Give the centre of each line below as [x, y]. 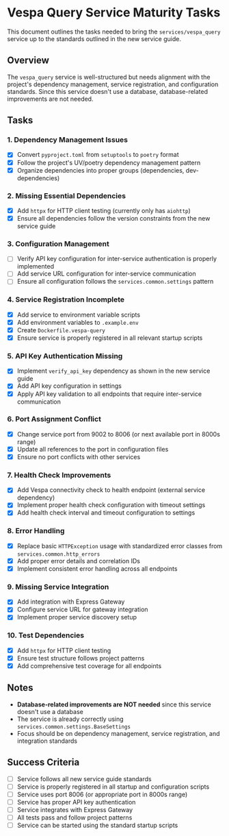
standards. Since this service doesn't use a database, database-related [108, 91]
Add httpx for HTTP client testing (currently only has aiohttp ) [104, 210]
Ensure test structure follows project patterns [81, 658]
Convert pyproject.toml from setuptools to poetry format [98, 155]
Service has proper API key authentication [76, 802]
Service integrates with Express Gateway [75, 809]
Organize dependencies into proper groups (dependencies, [100, 170]
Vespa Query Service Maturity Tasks [114, 13]
